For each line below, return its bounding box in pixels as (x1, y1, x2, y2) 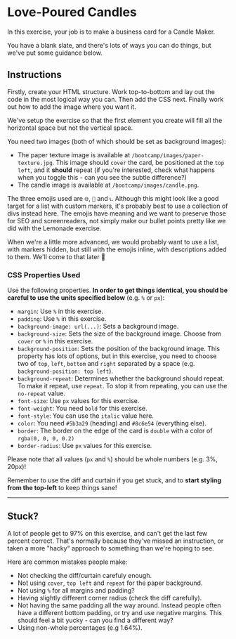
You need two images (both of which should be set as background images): (7, 137, 226, 145)
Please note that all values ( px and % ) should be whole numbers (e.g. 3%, (7, 455, 218, 463)
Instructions (7, 69, 62, 81)
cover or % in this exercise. (17, 337, 93, 345)
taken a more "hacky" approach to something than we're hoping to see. (7, 544, 214, 552)
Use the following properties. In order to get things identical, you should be (7, 286, 228, 295)
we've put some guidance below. (7, 48, 103, 57)
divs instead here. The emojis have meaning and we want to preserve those (7, 209, 226, 218)
